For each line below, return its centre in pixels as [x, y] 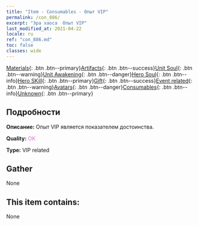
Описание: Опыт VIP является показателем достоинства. [80, 127]
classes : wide [24, 51]
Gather [19, 169]
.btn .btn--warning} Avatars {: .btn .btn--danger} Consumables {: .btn [89, 87]
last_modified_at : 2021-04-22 [44, 28]
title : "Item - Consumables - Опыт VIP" [58, 12]
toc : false [20, 46]
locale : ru [20, 34]
